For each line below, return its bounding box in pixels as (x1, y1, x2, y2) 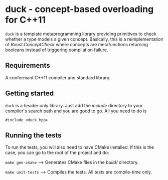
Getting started (5, 89, 54, 98)
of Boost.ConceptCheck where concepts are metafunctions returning (5, 41, 148, 47)
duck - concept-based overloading (5, 4, 154, 15)
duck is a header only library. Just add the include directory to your (5, 102, 143, 108)
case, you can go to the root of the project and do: (5, 149, 109, 156)
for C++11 (5, 14, 46, 26)
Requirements (5, 61, 50, 70)
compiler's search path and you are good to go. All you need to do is (5, 108, 147, 114)
